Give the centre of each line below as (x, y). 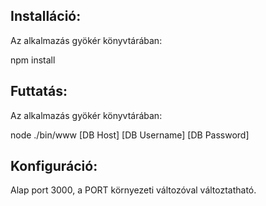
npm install (33, 60)
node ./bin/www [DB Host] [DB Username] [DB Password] (130, 135)
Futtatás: (39, 91)
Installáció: (46, 16)
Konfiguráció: (54, 166)
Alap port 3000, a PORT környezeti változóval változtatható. (133, 190)
